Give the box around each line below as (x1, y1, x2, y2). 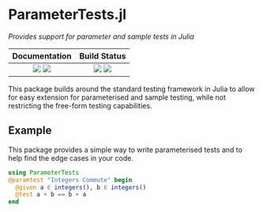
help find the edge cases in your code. (8, 153, 134, 163)
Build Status (79, 50, 126, 61)
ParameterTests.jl (8, 6, 127, 24)
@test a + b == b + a (15, 191, 87, 199)
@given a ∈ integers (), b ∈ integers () (15, 184, 147, 191)
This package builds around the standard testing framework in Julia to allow (8, 84, 255, 93)
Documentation (12, 50, 73, 61)
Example (8, 124, 52, 138)
